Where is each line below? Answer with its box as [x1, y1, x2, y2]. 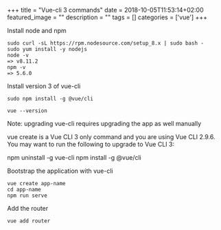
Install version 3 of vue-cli [7, 82, 81, 90]
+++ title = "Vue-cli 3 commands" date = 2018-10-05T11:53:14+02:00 [7, 6, 204, 14]
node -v [7, 52, 30, 59]
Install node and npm [7, 27, 67, 34]
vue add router [7, 218, 51, 224]
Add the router [7, 205, 49, 212]
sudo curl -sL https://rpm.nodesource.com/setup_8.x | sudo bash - [7, 40, 205, 47]
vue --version [7, 107, 48, 114]
